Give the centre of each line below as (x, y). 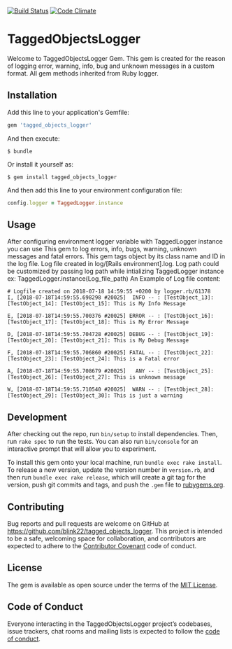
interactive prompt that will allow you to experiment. (82, 449)
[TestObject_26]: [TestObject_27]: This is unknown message (97, 377)
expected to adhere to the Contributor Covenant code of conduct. (102, 545)
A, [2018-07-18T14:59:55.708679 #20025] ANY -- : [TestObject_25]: (111, 371)
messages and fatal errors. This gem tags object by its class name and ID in (116, 256)
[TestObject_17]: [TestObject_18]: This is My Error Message (98, 322)
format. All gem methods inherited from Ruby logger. (83, 73)
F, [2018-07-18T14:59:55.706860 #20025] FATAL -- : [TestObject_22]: (111, 353)
